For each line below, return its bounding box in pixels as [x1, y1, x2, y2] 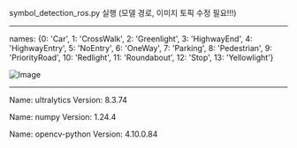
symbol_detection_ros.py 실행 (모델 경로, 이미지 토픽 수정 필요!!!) [9, 8, 237, 18]
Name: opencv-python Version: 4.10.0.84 [9, 129, 158, 139]
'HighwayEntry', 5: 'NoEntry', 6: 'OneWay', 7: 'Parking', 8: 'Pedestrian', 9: [9, 43, 272, 53]
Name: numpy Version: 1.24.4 [9, 112, 117, 122]
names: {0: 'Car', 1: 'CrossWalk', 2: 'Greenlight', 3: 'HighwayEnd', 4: [9, 33, 254, 44]
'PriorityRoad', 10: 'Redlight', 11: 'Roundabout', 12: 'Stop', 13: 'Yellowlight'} [9, 52, 274, 63]
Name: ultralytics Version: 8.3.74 [9, 95, 128, 105]
